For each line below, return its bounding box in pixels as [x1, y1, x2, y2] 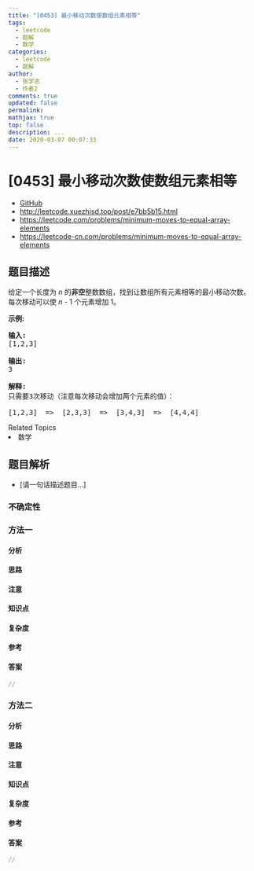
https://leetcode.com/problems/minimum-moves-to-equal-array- [19, 215, 230, 225]
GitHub [19, 198, 43, 208]
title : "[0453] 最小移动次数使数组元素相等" [8, 11, 142, 20]
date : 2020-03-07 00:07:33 [8, 135, 97, 144]
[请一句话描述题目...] [19, 480, 87, 490]
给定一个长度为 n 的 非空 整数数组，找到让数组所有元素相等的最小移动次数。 [8, 288, 251, 297]
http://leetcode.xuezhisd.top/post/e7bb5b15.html [19, 207, 179, 216]
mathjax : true [8, 114, 55, 122]
